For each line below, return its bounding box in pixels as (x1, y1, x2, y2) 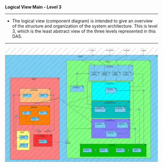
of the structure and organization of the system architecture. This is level (12, 23, 158, 29)
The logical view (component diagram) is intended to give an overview (12, 18, 153, 24)
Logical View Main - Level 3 (5, 4, 62, 10)
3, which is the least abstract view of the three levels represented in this (12, 29, 156, 34)
